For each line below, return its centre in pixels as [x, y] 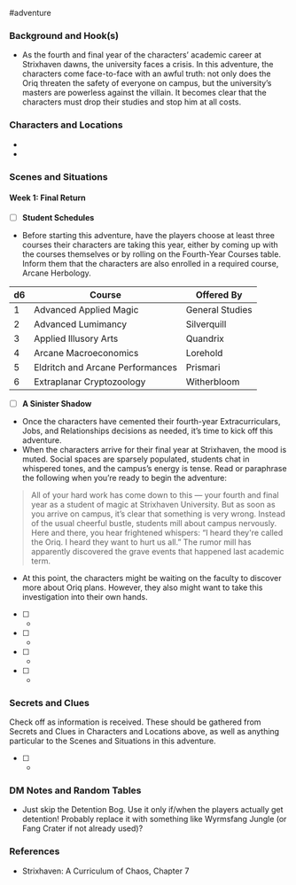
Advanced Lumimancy [80, 324]
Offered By [219, 294]
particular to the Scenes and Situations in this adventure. [113, 741]
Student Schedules [58, 217]
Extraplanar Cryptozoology [90, 382]
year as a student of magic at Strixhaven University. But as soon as [153, 504]
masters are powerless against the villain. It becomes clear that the [144, 93]
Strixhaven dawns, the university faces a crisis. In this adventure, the [148, 65]
